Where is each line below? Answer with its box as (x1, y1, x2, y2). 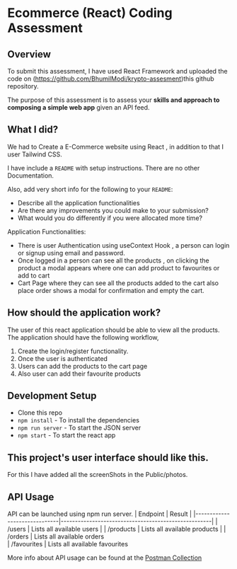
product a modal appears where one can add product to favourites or (17, 263, 220, 272)
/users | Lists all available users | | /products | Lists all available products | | (7, 525, 226, 534)
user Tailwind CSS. (7, 150, 62, 159)
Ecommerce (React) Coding (7, 5, 173, 21)
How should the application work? (7, 306, 161, 319)
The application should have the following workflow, (7, 333, 159, 341)
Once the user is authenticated (17, 354, 108, 362)
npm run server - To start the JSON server (17, 423, 141, 432)
